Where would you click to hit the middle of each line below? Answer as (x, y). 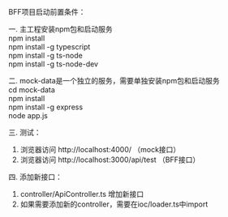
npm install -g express (46, 107)
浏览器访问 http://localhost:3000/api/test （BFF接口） (110, 160)
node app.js (28, 115)
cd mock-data (32, 90)
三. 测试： (25, 132)
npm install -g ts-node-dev (54, 64)
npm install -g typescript (49, 47)
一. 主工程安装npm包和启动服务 (61, 29)
